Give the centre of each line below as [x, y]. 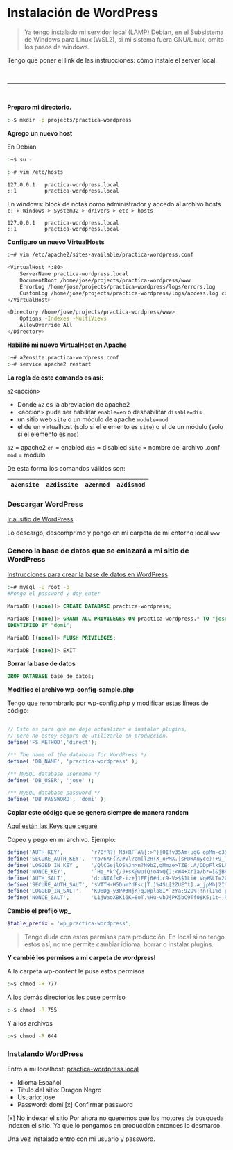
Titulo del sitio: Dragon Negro [59, 1090]
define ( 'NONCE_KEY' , [37, 872]
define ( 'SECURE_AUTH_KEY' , [46, 859]
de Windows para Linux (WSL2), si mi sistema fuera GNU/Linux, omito [124, 39]
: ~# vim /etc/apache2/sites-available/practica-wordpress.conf [101, 255]
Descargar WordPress [45, 504]
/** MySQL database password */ [54, 793]
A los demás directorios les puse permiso [67, 997]
